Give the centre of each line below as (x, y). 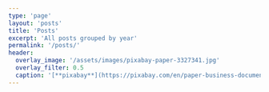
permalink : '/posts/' (44, 46)
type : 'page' (30, 16)
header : (21, 53)
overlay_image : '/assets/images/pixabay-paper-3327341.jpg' (118, 61)
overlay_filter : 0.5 (50, 68)
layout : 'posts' (35, 23)
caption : (30, 75)
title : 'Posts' (34, 30)
